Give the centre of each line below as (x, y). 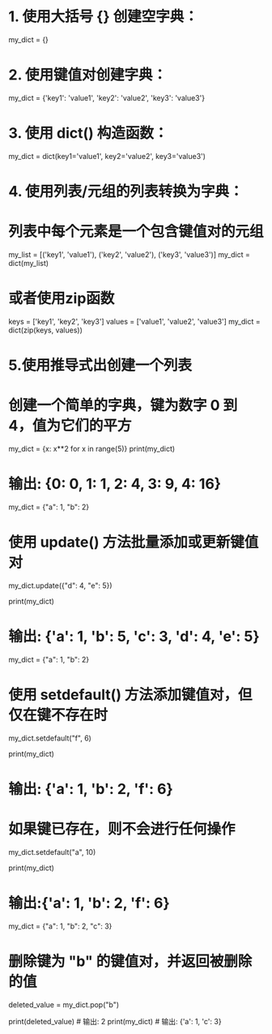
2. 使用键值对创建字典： (88, 75)
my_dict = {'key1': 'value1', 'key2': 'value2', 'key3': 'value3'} (106, 97)
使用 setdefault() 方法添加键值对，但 (130, 695)
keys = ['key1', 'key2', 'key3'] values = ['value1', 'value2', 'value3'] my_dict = (134, 321)
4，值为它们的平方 (70, 426)
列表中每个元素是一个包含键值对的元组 (136, 232)
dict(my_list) (29, 263)
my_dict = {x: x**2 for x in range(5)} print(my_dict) (92, 448)
